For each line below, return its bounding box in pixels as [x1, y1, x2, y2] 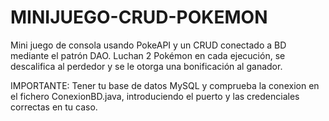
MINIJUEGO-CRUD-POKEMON [10, 6, 268, 29]
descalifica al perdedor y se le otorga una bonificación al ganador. [10, 60, 283, 72]
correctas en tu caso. [10, 101, 98, 113]
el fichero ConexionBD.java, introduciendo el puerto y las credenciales [10, 90, 300, 102]
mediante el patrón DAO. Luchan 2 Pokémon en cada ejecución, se [10, 49, 286, 61]
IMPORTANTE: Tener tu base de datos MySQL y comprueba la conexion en [10, 79, 320, 91]
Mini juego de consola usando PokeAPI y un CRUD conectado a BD [10, 39, 287, 51]
